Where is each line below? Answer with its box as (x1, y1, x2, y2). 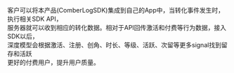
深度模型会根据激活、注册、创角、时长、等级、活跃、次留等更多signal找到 (7, 41, 221, 49)
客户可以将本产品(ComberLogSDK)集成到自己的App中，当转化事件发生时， (7, 6, 225, 14)
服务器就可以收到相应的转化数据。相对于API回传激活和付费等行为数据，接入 (7, 24, 227, 31)
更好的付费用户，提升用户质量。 (7, 58, 100, 66)
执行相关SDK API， (7, 15, 63, 23)
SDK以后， (7, 32, 39, 40)
